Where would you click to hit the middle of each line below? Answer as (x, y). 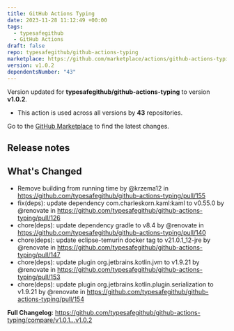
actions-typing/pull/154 (51, 299)
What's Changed (45, 171)
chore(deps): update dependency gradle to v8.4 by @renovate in (110, 225)
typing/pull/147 (39, 255)
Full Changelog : (30, 312)
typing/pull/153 (39, 277)
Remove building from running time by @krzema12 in (93, 188)
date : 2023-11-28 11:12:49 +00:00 (57, 20)
